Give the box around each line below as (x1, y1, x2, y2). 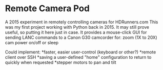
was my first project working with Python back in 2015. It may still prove (5, 24, 149, 30)
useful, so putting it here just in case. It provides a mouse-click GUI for (5, 29, 147, 35)
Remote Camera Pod (5, 3, 90, 14)
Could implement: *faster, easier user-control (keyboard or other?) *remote (5, 49, 156, 55)
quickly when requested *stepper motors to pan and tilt (5, 59, 116, 65)
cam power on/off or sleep (5, 39, 59, 45)
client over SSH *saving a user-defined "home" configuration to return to (5, 54, 152, 60)
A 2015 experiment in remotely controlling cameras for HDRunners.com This (5, 19, 159, 25)
